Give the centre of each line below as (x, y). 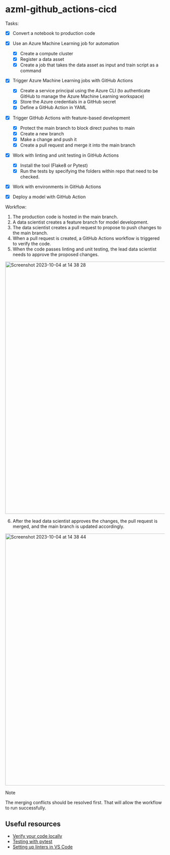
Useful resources (33, 824)
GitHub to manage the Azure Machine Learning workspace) (82, 96)
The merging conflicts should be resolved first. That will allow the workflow (83, 803)
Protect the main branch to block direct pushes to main (77, 128)
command (31, 71)
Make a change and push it (48, 139)
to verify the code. (32, 244)
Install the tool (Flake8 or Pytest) (54, 165)
